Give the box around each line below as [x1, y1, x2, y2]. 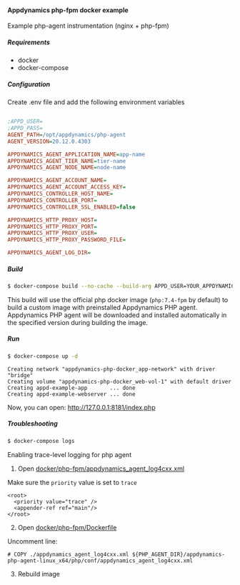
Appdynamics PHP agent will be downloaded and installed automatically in [7, 311, 227, 319]
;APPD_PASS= [7, 125, 43, 132]
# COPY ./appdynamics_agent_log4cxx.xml [7, 551, 130, 558]
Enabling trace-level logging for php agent [7, 450, 132, 459]
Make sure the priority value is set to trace [7, 478, 137, 486]
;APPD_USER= [7, 118, 43, 125]
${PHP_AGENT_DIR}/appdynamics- [131, 551, 225, 558]
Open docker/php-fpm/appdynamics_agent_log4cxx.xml [17, 464, 184, 473]
